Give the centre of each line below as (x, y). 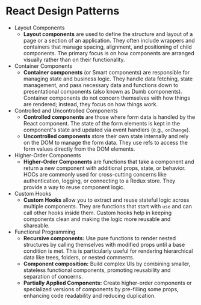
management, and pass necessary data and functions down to (101, 85)
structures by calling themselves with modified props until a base (104, 244)
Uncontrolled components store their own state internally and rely (106, 136)
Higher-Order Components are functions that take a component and (109, 162)
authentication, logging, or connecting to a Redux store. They (99, 181)
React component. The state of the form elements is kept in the (102, 123)
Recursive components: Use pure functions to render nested (100, 238)
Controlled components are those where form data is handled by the (109, 117)
